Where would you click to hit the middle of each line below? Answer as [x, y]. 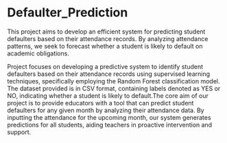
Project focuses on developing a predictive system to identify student [105, 66]
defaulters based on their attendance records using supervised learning [109, 74]
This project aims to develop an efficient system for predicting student [106, 31]
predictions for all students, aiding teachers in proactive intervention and [110, 125]
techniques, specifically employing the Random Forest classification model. [114, 81]
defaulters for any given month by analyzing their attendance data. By [106, 110]
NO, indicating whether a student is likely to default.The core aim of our [108, 95]
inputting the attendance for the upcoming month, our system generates [109, 117]
